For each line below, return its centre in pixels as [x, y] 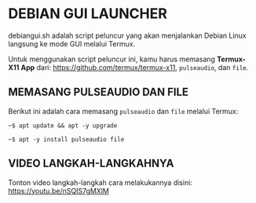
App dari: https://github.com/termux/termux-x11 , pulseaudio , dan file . [135, 67]
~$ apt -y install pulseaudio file [66, 139]
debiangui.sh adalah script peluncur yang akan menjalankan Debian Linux [128, 35]
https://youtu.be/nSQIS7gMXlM [59, 190]
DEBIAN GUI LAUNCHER [88, 14]
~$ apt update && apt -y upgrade [63, 125]
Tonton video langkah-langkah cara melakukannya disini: [100, 183]
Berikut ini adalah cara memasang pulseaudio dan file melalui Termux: [123, 111]
